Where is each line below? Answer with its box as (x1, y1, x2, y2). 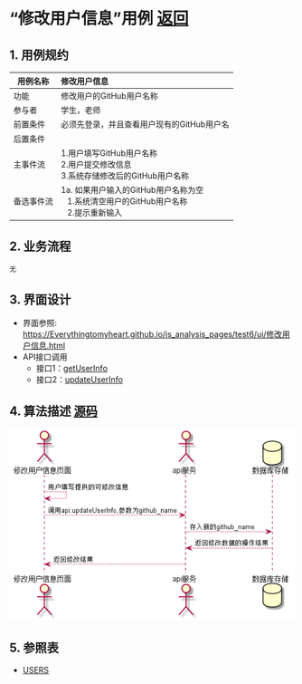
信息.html (30, 341, 66, 352)
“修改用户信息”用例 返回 (9, 8, 189, 29)
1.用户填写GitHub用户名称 (61, 147, 158, 159)
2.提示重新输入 (67, 207, 123, 217)
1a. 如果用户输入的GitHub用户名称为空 (61, 185, 204, 195)
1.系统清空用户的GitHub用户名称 (67, 196, 188, 207)
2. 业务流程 (9, 238, 71, 254)
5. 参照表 (9, 640, 59, 655)
